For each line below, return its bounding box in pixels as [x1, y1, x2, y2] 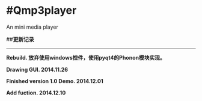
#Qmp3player [6, 4, 77, 17]
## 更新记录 [6, 35, 34, 42]
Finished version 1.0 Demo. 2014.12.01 [6, 77, 103, 84]
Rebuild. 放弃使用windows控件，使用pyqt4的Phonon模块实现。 [6, 54, 165, 61]
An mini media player [6, 23, 58, 30]
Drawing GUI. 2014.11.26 [6, 66, 68, 73]
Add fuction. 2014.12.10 [6, 89, 66, 96]
